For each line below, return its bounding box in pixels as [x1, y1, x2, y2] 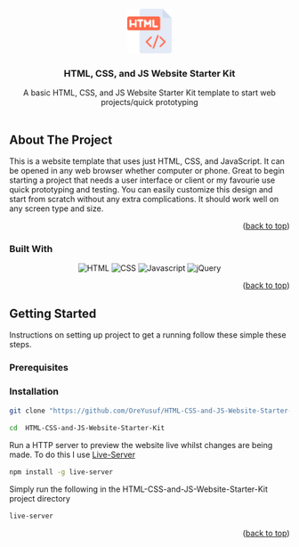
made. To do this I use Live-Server [9, 449, 136, 461]
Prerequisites [9, 362, 69, 374]
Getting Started [9, 306, 97, 321]
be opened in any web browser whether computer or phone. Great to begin [9, 166, 285, 176]
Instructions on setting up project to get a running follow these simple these [9, 330, 287, 340]
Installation [9, 386, 60, 398]
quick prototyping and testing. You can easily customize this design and [9, 184, 273, 195]
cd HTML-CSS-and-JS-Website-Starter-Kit [9, 424, 166, 433]
